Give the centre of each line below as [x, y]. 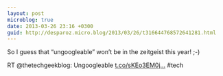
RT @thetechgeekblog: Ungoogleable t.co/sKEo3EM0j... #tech [95, 65]
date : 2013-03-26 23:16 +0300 [50, 26]
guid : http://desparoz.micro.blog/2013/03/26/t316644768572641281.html [111, 33]
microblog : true [30, 20]
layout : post [26, 13]
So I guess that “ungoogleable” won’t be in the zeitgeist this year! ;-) [104, 52]
